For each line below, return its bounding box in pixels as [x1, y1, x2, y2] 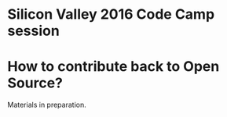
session [7, 22, 60, 40]
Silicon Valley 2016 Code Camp [7, 5, 215, 23]
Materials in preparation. [7, 100, 87, 110]
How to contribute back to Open [7, 58, 220, 76]
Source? [7, 74, 64, 92]
